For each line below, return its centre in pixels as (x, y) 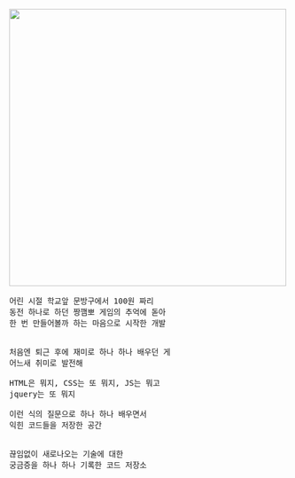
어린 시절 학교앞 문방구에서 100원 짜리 (82, 301)
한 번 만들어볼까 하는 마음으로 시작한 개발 (88, 323)
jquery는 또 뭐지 (42, 394)
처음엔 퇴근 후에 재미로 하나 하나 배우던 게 (90, 352)
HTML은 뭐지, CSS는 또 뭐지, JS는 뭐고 (85, 383)
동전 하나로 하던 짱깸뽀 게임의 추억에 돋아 (88, 312)
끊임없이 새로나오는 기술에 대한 (66, 454)
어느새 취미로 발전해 (46, 363)
